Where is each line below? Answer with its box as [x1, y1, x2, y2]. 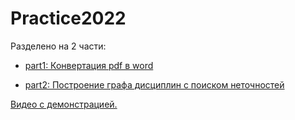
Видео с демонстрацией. [10, 98, 118, 110]
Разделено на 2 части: [10, 40, 107, 52]
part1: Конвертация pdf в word [24, 59, 154, 71]
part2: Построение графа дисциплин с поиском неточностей [24, 78, 285, 91]
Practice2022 [10, 7, 127, 30]
